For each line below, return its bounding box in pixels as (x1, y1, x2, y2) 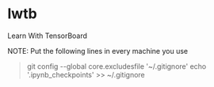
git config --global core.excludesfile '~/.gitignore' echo (26, 61, 207, 71)
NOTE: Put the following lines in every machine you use (7, 46, 188, 55)
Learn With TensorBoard (7, 31, 88, 40)
